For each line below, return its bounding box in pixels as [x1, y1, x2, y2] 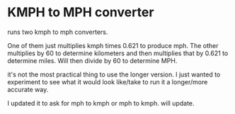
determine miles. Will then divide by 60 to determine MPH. [7, 56, 178, 64]
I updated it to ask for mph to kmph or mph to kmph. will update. [7, 98, 195, 107]
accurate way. [7, 85, 49, 93]
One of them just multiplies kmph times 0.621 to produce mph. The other [7, 41, 219, 50]
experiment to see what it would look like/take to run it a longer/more [7, 77, 208, 86]
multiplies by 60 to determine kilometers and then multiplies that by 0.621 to [7, 49, 229, 57]
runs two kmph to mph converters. [7, 28, 108, 36]
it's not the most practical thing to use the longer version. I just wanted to [7, 70, 221, 79]
